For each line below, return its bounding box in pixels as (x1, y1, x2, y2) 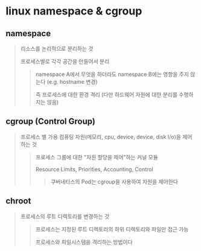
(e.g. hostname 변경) (46, 78, 98, 85)
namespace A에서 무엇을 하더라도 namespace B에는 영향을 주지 (35, 71, 190, 78)
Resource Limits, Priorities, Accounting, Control (35, 165, 153, 173)
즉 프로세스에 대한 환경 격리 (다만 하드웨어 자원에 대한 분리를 (35, 91, 178, 98)
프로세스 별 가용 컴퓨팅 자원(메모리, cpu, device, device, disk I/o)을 (20, 133, 182, 140)
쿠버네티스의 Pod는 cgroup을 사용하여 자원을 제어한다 (50, 178, 179, 185)
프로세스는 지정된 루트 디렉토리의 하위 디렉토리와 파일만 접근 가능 (35, 225, 189, 233)
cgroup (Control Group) (5, 116, 96, 127)
